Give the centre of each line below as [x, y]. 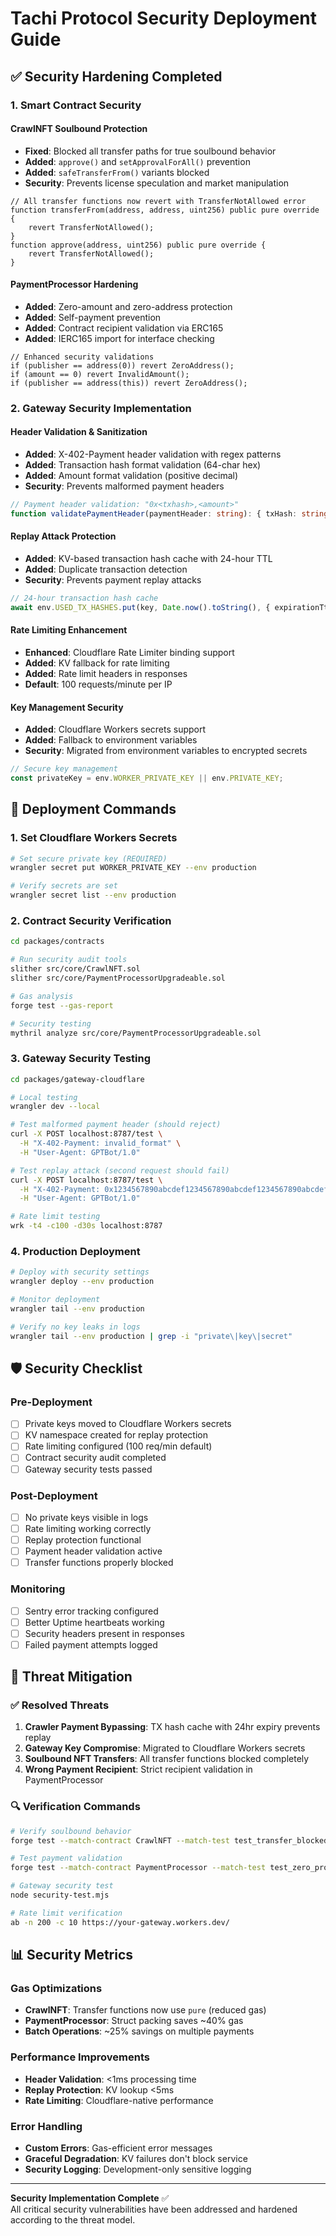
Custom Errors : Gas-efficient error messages [118, 2148]
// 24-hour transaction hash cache [84, 598]
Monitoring [38, 1589]
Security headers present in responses [104, 1633]
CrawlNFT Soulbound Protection [79, 129]
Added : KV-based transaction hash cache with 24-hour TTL [148, 558]
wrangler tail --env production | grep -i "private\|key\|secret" [151, 1336]
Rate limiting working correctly [88, 1528]
